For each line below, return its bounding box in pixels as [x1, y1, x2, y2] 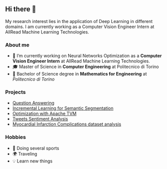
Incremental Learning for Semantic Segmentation [12, 105, 114, 111]
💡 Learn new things [12, 158, 53, 164]
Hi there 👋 [5, 5, 36, 13]
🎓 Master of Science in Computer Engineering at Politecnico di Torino [12, 63, 159, 70]
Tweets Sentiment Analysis [12, 116, 68, 122]
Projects [5, 88, 26, 95]
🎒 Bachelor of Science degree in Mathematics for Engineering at [12, 71, 147, 77]
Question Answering [12, 100, 55, 106]
